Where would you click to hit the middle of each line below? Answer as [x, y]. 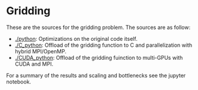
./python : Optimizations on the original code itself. [76, 38]
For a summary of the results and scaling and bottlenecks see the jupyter [96, 75]
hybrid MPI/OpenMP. [41, 51]
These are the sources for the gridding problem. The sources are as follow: [98, 27]
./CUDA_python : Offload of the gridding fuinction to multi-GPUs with [99, 57]
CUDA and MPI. [34, 64]
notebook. [19, 82]
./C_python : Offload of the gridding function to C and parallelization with [103, 45]
